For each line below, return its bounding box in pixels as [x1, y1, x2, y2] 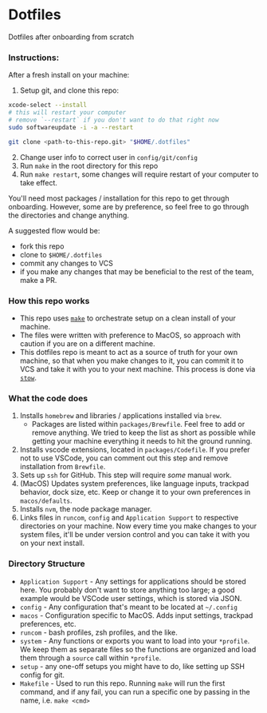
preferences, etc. [19, 619, 77, 628]
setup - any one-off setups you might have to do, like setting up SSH [19, 661, 245, 671]
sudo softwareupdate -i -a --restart [8, 123, 134, 131]
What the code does [8, 392, 88, 404]
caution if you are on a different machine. [19, 338, 155, 349]
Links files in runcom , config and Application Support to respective [19, 513, 239, 523]
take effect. [19, 177, 58, 187]
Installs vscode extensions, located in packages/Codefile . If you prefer [19, 445, 250, 455]
